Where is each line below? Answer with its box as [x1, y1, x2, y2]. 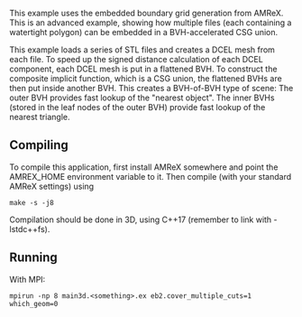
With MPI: [9, 274, 46, 284]
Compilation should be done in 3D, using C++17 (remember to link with [9, 214, 272, 225]
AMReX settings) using [9, 181, 95, 191]
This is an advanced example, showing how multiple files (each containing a [9, 17, 292, 28]
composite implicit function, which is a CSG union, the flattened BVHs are [9, 73, 282, 84]
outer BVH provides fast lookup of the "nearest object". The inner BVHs [9, 92, 275, 103]
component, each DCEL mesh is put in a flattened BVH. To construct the [9, 63, 278, 74]
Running [9, 250, 59, 266]
